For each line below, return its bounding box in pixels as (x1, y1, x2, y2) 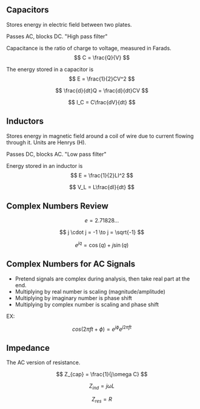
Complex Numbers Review (6, 201, 109, 211)
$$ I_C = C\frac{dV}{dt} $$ (68, 98, 136, 105)
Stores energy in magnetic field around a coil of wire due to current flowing (6, 132, 194, 139)
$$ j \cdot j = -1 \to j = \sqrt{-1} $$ (59, 228, 144, 236)
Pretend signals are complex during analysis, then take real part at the (15, 275, 190, 282)
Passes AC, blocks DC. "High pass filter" (6, 33, 108, 40)
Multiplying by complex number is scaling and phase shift (15, 301, 159, 308)
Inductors (6, 116, 44, 127)
